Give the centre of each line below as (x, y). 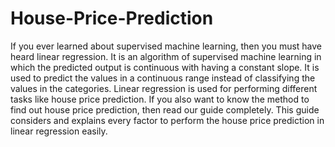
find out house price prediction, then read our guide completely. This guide (165, 109)
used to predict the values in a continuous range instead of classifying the (163, 78)
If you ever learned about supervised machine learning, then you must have (166, 46)
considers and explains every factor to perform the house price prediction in (167, 120)
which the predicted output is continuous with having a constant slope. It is (165, 67)
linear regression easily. (59, 131)
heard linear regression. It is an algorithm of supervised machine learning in (166, 56)
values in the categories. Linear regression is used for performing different (164, 88)
